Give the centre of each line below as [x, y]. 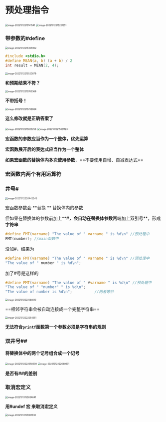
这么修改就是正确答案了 [29, 118]
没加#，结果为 [20, 249]
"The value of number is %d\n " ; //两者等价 [60, 292]
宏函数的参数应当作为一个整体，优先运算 [47, 138]
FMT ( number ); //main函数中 [32, 238]
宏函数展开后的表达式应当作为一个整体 [44, 149]
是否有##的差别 [21, 373]
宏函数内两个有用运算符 [33, 174]
